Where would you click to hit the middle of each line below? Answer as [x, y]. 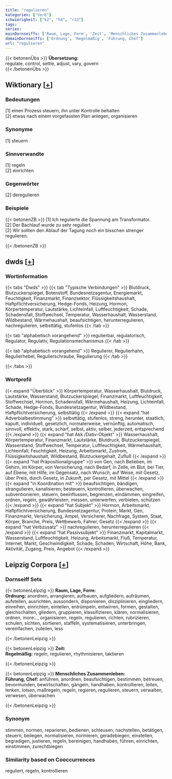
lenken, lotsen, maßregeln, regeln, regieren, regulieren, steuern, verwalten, [84, 690]
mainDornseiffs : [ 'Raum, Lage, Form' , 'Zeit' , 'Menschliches [72, 34]
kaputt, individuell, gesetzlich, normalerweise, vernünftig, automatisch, [80, 423]
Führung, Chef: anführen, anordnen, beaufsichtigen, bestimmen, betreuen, [84, 679]
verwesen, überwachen [30, 695]
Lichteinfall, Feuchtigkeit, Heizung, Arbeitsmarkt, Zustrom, [67, 450]
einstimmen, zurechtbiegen [34, 746]
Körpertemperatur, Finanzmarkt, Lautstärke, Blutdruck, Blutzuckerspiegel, [83, 440]
